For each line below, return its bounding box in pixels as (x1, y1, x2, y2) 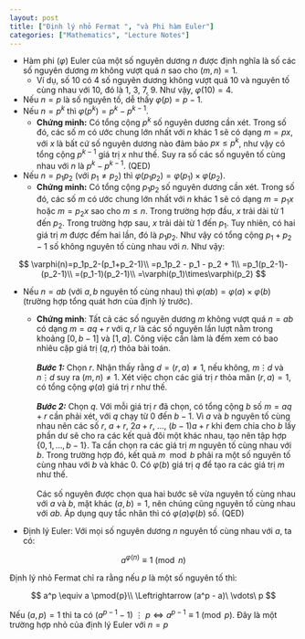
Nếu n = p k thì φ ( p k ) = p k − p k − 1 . (22, 104, 149, 117)
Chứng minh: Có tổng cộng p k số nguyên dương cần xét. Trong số (36, 115, 287, 128)
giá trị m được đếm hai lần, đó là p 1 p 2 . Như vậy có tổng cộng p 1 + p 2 (36, 229, 292, 242)
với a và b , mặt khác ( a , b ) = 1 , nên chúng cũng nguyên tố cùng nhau (36, 498, 296, 509)
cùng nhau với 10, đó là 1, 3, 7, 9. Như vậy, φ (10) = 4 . (36, 84, 234, 96)
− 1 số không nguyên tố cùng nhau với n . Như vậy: (36, 241, 226, 252)
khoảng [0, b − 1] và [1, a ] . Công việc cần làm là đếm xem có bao (36, 333, 279, 344)
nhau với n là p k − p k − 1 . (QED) (36, 159, 151, 171)
